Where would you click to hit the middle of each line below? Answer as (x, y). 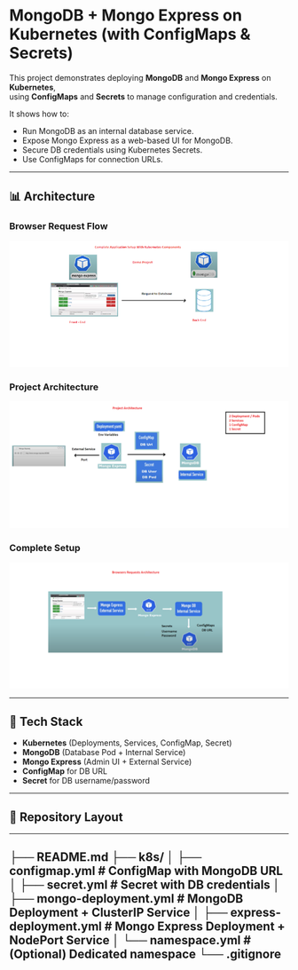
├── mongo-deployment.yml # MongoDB (126, 899)
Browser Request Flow (59, 226)
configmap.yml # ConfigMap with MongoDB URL (146, 871)
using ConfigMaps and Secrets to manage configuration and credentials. (143, 96)
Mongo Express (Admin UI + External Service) (107, 762)
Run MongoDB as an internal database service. (108, 130)
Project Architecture (54, 387)
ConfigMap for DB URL (65, 771)
